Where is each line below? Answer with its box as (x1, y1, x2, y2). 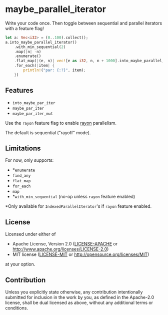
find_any (12, 173, 31, 178)
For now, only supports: (5, 157, 54, 163)
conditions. (5, 305, 28, 311)
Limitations (5, 144, 41, 153)
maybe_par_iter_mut (12, 111, 53, 116)
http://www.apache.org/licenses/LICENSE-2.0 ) (12, 246, 109, 252)
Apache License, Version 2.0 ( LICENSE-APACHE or (12, 241, 118, 247)
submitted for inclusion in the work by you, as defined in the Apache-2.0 (5, 294, 154, 300)
